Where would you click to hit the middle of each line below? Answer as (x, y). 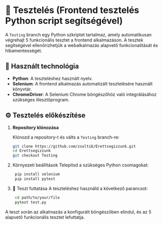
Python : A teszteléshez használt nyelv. (52, 78)
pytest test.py (30, 202)
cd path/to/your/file (37, 197)
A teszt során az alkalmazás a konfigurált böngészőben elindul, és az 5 (78, 211)
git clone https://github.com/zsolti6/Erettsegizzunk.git (74, 146)
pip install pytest (35, 179)
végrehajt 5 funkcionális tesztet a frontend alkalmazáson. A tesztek (74, 40)
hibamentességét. (24, 50)
